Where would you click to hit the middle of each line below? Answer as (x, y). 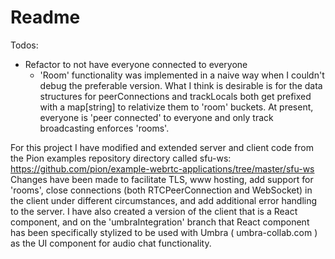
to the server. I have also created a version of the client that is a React (154, 211)
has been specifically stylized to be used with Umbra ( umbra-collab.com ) (164, 232)
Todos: (24, 45)
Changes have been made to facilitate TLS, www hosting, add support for (162, 179)
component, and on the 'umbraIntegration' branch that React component (160, 222)
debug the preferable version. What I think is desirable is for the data (181, 85)
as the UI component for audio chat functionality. (111, 243)
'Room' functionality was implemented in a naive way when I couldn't (182, 75)
